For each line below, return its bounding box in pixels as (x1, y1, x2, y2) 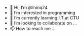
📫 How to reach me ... (9, 26, 56, 31)
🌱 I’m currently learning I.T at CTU (9, 15, 80, 20)
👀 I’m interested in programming (9, 10, 76, 16)
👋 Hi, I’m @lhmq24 (9, 5, 48, 10)
